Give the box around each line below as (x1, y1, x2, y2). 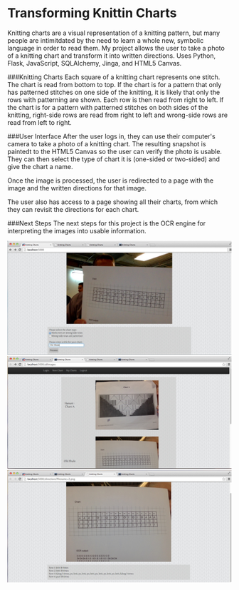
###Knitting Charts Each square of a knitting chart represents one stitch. (7, 73, 221, 81)
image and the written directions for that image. (7, 183, 147, 192)
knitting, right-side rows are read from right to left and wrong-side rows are (7, 111, 228, 119)
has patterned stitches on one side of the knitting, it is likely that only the (7, 88, 221, 96)
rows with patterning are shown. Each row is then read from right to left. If (7, 95, 224, 104)
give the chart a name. (7, 162, 73, 171)
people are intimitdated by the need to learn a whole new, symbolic (7, 36, 204, 44)
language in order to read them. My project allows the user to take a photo (7, 44, 225, 52)
